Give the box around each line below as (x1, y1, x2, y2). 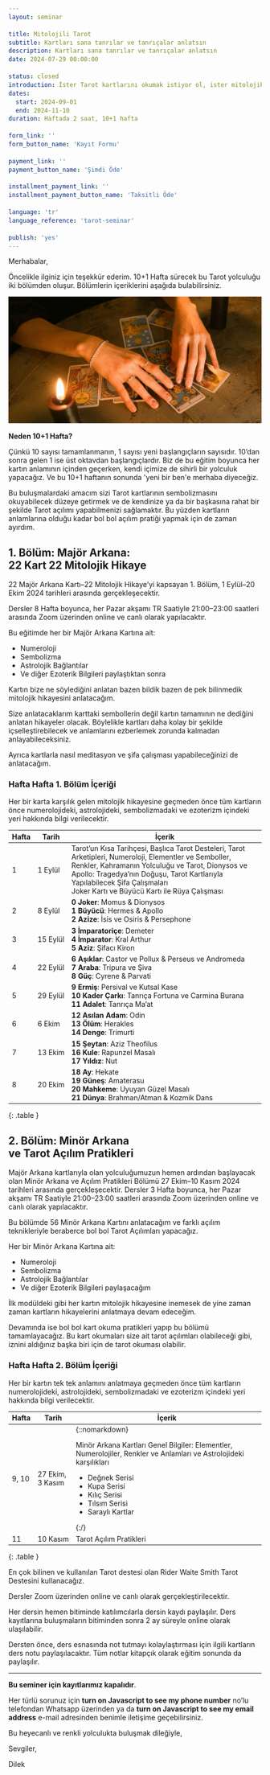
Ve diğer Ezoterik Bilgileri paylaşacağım (19, 1283, 151, 1292)
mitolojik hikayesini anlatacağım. (8, 693, 115, 703)
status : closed (8, 72, 59, 80)
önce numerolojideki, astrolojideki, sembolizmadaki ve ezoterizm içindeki (8, 805, 250, 816)
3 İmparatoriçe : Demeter (71, 926, 154, 935)
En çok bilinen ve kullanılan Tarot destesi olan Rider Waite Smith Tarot (8, 1568, 239, 1577)
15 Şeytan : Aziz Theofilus (71, 1038, 158, 1049)
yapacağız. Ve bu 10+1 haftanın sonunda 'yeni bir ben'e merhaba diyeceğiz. (8, 473, 259, 483)
